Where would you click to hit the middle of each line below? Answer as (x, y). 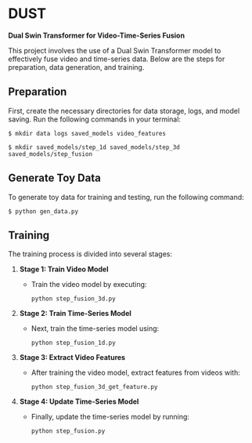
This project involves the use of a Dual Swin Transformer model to (115, 50)
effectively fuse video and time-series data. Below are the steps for (117, 59)
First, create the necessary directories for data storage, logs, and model (124, 111)
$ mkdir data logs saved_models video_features (87, 133)
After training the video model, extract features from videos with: (135, 372)
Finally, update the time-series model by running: (110, 417)
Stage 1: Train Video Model (64, 269)
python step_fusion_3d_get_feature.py (94, 387)
